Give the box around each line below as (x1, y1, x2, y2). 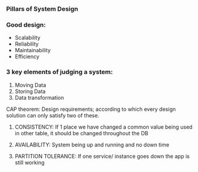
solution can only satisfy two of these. (6, 112, 100, 119)
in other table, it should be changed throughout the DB (14, 129, 149, 136)
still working (14, 159, 45, 166)
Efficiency (14, 53, 40, 60)
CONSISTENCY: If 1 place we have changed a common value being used (14, 123, 193, 130)
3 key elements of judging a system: (6, 68, 113, 76)
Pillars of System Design (6, 5, 78, 13)
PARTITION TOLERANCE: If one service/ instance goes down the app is (14, 152, 190, 160)
